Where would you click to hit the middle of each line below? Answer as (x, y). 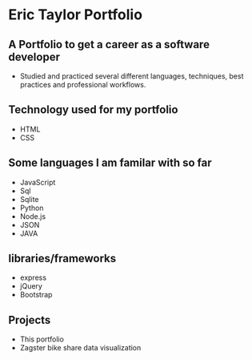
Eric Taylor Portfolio (75, 15)
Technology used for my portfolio (93, 110)
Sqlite (29, 199)
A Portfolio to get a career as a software (109, 44)
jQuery (31, 286)
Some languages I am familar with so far (110, 163)
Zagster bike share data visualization (80, 348)
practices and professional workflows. (83, 85)
